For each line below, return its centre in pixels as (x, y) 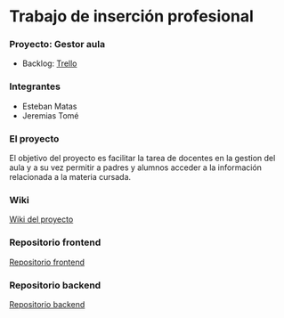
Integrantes (35, 86)
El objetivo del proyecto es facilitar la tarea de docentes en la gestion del (142, 159)
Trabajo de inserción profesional (131, 16)
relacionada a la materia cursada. (70, 177)
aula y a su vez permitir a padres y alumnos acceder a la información (136, 167)
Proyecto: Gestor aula (57, 45)
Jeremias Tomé (50, 115)
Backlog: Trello (49, 63)
